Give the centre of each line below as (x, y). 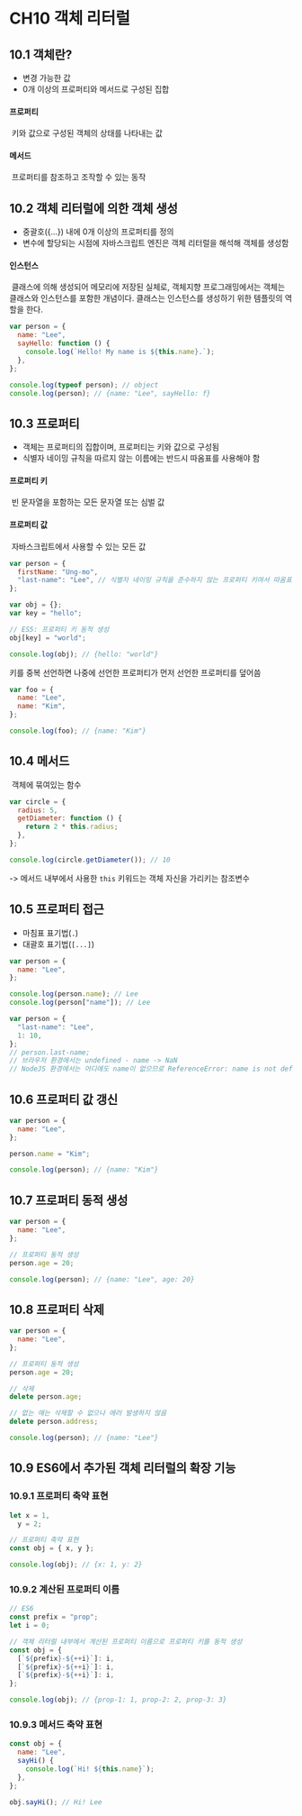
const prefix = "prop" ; (54, 1617)
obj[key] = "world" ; (48, 638)
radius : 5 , (38, 810)
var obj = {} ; (36, 605)
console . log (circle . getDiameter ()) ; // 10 (90, 860)
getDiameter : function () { (70, 818)
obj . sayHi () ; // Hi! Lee (56, 1802)
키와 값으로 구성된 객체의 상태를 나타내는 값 (87, 133)
